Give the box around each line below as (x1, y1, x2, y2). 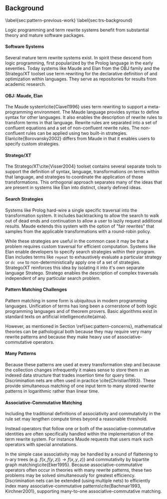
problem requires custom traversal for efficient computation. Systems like (5, 243, 156, 249)
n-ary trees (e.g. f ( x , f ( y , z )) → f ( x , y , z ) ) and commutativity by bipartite (5, 457, 150, 463)
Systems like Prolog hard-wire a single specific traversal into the (5, 207, 138, 213)
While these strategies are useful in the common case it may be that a (5, 238, 149, 244)
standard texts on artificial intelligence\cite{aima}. (5, 313, 107, 319)
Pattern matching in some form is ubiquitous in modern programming (5, 297, 147, 303)
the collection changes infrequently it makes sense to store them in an (5, 367, 150, 373)
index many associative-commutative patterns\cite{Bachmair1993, (5, 483, 142, 489)
